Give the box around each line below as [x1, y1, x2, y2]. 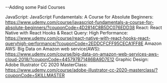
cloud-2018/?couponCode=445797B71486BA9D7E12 [5, 56, 114, 62]
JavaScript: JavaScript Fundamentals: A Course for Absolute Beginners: [5, 14, 153, 19]
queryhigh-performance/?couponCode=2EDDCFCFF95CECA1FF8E [5, 40, 144, 46]
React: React [135, 24, 162, 30]
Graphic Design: [115, 56, 149, 62]
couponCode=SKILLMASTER [5, 72, 65, 78]
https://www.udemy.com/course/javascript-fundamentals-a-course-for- [5, 19, 154, 25]
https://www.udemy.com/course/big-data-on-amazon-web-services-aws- [5, 51, 159, 57]
